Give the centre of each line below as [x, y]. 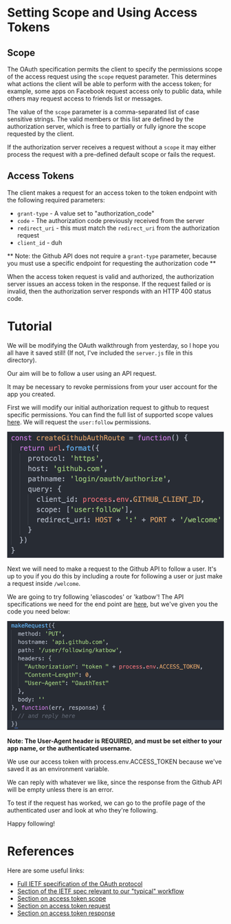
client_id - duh [40, 242]
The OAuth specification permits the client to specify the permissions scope [115, 69]
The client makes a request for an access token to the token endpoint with [112, 192]
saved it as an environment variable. [58, 768]
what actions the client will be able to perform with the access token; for [109, 84]
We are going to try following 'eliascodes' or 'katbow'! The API [96, 597]
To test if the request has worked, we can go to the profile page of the [107, 803]
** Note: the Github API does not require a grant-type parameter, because [112, 255]
